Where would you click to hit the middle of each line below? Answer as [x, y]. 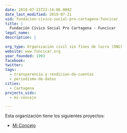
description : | [21, 38]
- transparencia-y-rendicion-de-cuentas [52, 74]
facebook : [15, 61]
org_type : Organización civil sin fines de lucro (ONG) [64, 47]
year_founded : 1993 [25, 56]
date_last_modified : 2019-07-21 [38, 14]
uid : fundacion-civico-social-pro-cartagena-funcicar [62, 19]
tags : [11, 70]
